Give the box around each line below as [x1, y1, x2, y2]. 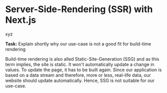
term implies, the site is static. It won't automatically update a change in [5, 61, 154, 67]
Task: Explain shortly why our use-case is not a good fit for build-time [5, 40, 151, 46]
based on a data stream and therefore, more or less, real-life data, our [5, 72, 151, 78]
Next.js [5, 14, 36, 26]
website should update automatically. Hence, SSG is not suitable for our [5, 77, 155, 83]
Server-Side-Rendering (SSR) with [5, 4, 153, 15]
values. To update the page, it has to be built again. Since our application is [5, 67, 162, 73]
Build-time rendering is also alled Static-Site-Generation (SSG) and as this [5, 56, 159, 62]
